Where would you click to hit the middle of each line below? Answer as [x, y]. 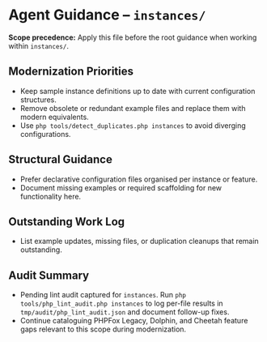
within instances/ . [38, 45]
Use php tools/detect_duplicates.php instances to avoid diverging [133, 125]
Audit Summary [49, 275]
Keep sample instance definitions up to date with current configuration [138, 91]
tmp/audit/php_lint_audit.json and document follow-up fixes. [125, 312]
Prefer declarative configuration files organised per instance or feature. [139, 179]
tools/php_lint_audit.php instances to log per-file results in [122, 304]
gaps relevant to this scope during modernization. [103, 329]
